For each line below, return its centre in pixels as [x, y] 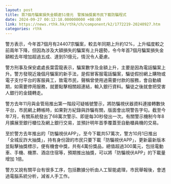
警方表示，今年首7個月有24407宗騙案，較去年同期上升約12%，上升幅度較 [82, 44]
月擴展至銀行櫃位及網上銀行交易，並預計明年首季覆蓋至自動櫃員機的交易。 [83, 123]
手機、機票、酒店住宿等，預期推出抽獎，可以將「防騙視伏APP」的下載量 [90, 152]
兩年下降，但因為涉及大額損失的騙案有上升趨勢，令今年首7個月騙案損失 [84, 50]
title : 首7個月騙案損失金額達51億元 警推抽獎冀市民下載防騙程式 [66, 15]
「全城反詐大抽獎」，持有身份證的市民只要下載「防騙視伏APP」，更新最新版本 [85, 140]
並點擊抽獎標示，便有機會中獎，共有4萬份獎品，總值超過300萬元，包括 [80, 146]
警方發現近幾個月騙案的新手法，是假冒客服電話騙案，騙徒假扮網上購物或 [90, 74]
